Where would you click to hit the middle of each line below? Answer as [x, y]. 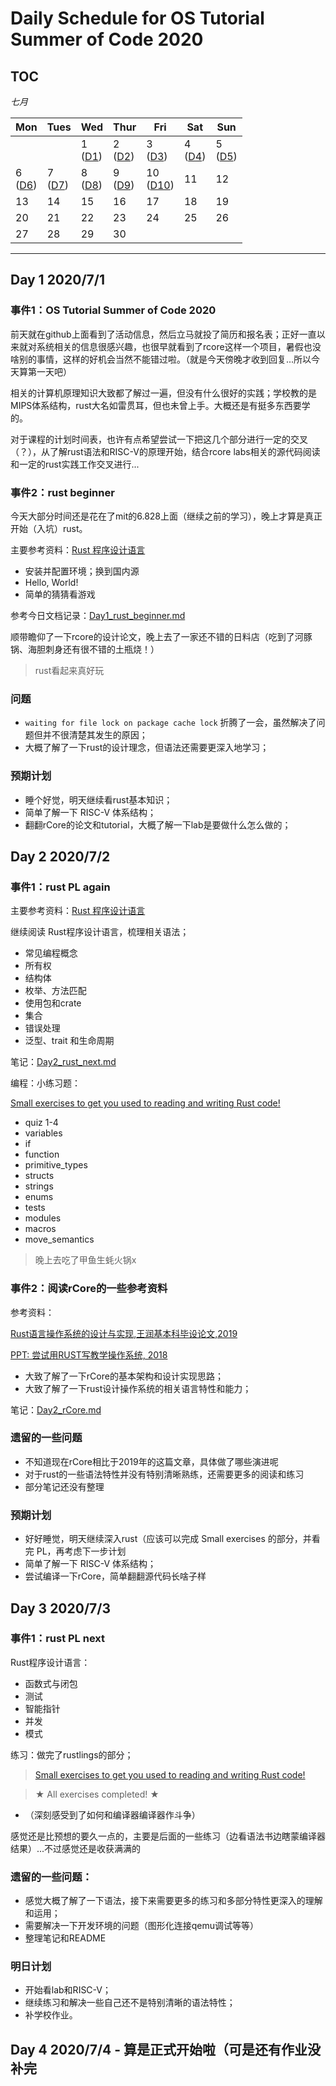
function [42, 1154]
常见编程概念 [51, 953]
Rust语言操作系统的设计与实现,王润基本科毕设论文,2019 [124, 1333]
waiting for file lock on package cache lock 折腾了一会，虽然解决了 [170, 723]
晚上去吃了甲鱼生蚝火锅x [85, 1260]
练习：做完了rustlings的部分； [72, 1754]
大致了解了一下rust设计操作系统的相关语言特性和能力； [138, 1388]
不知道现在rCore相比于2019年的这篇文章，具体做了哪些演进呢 [151, 1461]
